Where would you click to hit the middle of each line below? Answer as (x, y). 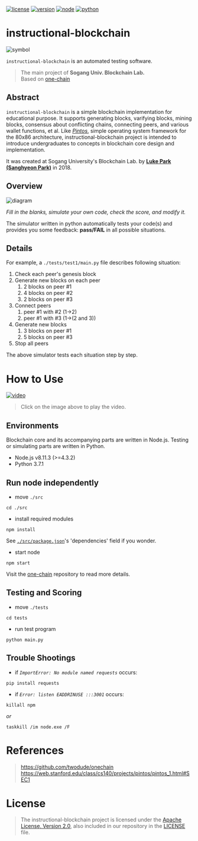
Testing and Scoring (44, 593)
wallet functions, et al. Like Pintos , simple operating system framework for (96, 131)
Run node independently (53, 483)
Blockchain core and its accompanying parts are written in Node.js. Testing (98, 440)
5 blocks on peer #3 (48, 337)
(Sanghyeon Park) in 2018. (39, 167)
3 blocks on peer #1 (48, 331)
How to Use (35, 379)
